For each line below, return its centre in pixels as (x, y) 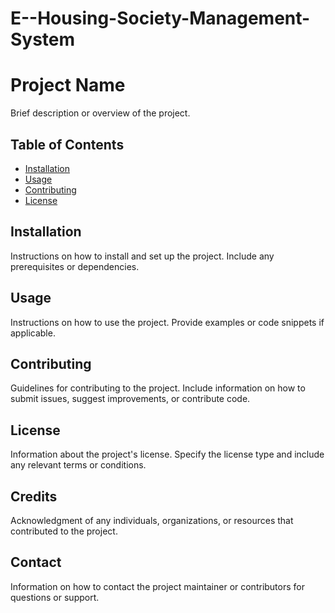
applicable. (33, 333)
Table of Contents (67, 144)
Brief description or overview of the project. (100, 113)
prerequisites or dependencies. (75, 266)
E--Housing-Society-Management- (160, 18)
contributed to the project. (64, 531)
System (43, 39)
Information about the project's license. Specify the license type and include (167, 454)
